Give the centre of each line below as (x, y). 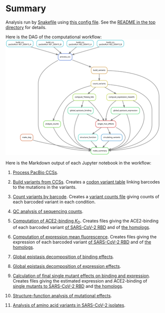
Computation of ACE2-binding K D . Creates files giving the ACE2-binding (85, 222)
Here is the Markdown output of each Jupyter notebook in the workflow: (78, 163)
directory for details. (26, 27)
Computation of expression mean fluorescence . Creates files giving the (85, 237)
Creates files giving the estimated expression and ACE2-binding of (80, 281)
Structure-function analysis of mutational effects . (62, 296)
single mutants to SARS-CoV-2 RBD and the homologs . (68, 286)
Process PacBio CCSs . (35, 173)
